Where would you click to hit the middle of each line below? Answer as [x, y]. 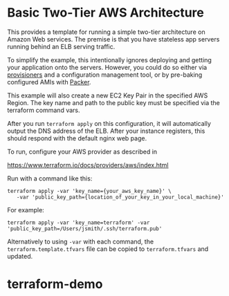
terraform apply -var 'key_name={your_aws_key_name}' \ [89, 191]
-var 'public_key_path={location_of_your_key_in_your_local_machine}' [120, 197]
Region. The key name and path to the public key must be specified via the [113, 102]
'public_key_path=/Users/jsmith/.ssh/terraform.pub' [85, 229]
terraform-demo [55, 284]
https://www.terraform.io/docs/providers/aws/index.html [88, 165]
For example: [26, 210]
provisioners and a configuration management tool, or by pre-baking [105, 75]
